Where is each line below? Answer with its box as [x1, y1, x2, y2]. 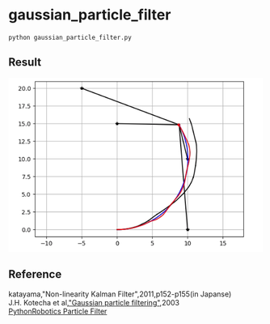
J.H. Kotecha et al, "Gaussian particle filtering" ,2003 [8, 297, 180, 307]
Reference [8, 267, 62, 281]
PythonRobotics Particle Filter [8, 306, 108, 316]
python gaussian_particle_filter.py [8, 33, 132, 41]
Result [8, 55, 42, 70]
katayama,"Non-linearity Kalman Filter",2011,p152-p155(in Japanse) [8, 289, 232, 299]
